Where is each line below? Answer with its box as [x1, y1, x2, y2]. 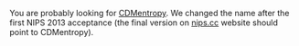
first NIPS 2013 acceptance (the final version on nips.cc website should [9, 17, 279, 28]
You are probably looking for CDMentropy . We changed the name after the [9, 8, 290, 18]
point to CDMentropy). [9, 27, 94, 37]
